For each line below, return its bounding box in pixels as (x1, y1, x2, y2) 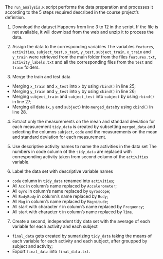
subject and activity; (12, 243, 53, 249)
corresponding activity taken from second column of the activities (12, 154, 148, 160)
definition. (5, 15, 25, 20)
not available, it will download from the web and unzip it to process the (12, 29, 154, 35)
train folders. (12, 64, 40, 70)
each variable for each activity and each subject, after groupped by (12, 238, 147, 244)
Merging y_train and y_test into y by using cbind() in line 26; (12, 89, 136, 94)
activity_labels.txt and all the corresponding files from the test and (12, 59, 153, 65)
